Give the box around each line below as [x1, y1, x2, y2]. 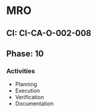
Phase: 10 [6, 48, 44, 58]
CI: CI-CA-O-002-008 [6, 28, 92, 38]
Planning [15, 80, 38, 88]
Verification [15, 94, 44, 101]
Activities [6, 66, 35, 75]
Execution [15, 87, 41, 94]
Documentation [15, 100, 54, 107]
